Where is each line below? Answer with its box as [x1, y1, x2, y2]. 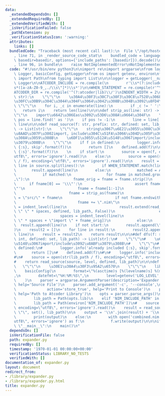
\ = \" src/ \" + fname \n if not [14, 195, 129, 200]
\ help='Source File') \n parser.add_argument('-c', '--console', [14, 282, 157, 288]
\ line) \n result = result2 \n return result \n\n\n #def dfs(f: [14, 232, 157, 237]
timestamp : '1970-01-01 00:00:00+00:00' [9, 346, 93, 352]
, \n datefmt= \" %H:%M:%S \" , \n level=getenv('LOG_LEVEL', [14, 273, 162, 278]
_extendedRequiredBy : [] [9, 16, 60, 21]
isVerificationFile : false [9, 333, 65, 338]
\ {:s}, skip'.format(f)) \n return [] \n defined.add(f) [14, 145, 153, 150]
